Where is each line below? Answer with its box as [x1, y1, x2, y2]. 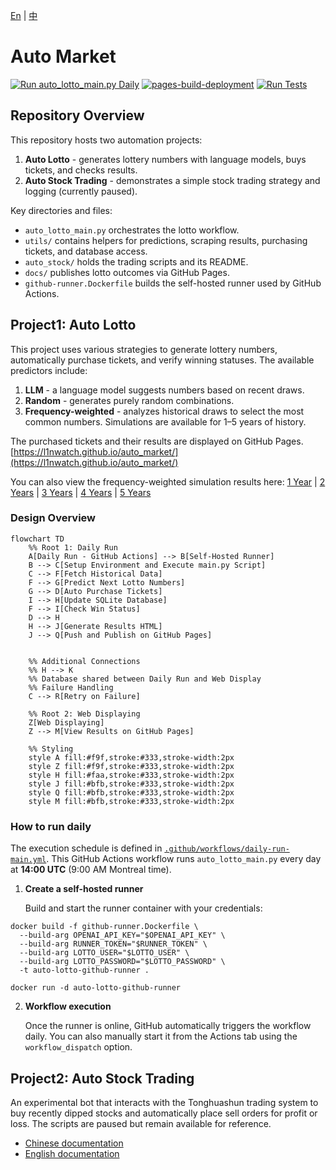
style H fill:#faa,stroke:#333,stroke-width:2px [28, 770, 235, 780]
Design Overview [10, 511, 97, 525]
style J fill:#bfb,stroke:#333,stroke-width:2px [28, 779, 235, 789]
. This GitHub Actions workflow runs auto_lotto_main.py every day [46, 853, 322, 865]
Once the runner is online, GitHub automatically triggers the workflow [24, 1020, 312, 1032]
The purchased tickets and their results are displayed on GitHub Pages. [10, 435, 304, 447]
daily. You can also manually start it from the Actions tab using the [24, 1030, 298, 1043]
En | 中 [10, 10, 38, 21]
